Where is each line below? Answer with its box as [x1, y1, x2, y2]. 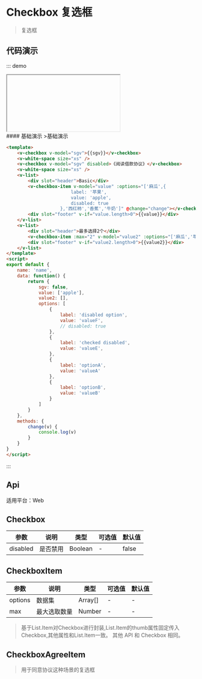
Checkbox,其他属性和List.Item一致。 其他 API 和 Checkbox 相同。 [20, 632, 184, 639]
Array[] [78, 596, 99, 604]
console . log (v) [38, 429, 77, 436]
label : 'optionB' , [60, 385, 106, 391]
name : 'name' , [17, 267, 52, 273]
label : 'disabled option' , [60, 312, 128, 318]
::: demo [6, 62, 27, 69]
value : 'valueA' [60, 368, 101, 374]
